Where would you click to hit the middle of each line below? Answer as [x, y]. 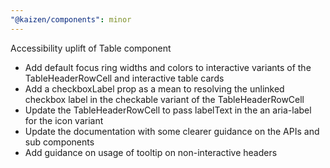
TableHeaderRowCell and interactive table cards [124, 78]
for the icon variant [64, 120]
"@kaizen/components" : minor [71, 19]
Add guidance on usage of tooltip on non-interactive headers [151, 152]
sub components [59, 142]
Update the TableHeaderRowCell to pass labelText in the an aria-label [168, 110]
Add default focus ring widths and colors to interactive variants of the [168, 67]
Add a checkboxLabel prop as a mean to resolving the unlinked [154, 88]
